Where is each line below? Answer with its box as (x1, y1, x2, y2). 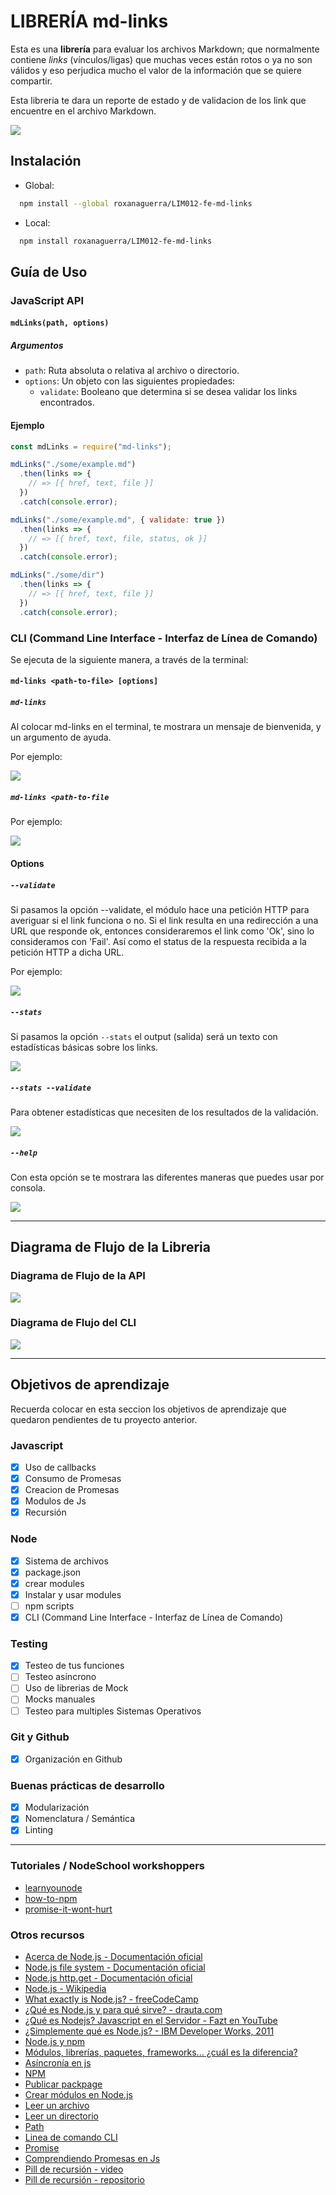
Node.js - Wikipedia (24, 1983, 107, 1994)
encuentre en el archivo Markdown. (10, 105, 157, 117)
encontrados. (39, 396, 95, 409)
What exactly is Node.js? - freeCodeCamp (24, 1993, 199, 2005)
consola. (10, 1181, 46, 1194)
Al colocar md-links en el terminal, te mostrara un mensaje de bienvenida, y (10, 721, 322, 733)
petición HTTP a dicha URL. (10, 946, 125, 958)
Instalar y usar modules (24, 1588, 122, 1600)
